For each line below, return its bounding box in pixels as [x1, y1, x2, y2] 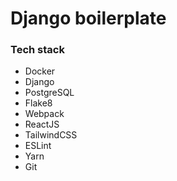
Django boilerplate [10, 7, 167, 30]
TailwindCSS [24, 129, 78, 141]
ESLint [24, 140, 52, 152]
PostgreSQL [24, 87, 75, 99]
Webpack [24, 108, 65, 120]
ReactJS [24, 118, 60, 131]
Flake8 [24, 97, 53, 109]
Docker [24, 65, 56, 77]
